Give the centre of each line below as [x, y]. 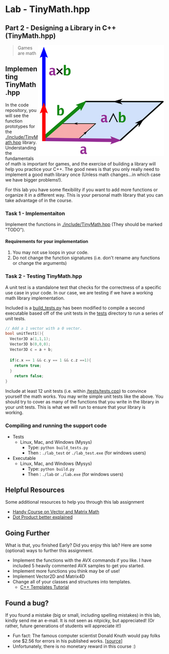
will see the [17, 115]
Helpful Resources [35, 490]
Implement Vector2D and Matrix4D [49, 576]
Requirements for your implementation [47, 241]
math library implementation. [35, 298]
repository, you [21, 110]
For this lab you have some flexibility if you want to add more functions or [81, 190]
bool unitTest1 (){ [24, 334]
